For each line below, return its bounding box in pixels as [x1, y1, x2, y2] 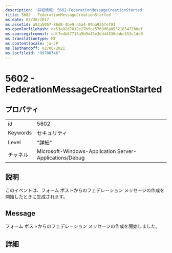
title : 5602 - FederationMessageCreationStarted [5, 12, 111, 17]
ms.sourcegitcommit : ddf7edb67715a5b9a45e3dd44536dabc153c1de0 [5, 31, 143, 36]
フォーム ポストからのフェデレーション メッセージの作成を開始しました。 [5, 223, 160, 229]
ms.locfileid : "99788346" [5, 50, 60, 55]
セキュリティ [36, 129, 68, 137]
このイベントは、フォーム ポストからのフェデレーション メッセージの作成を [5, 187, 165, 193]
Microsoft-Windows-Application [36, 147, 116, 154]
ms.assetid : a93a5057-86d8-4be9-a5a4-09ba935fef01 [5, 22, 116, 27]
